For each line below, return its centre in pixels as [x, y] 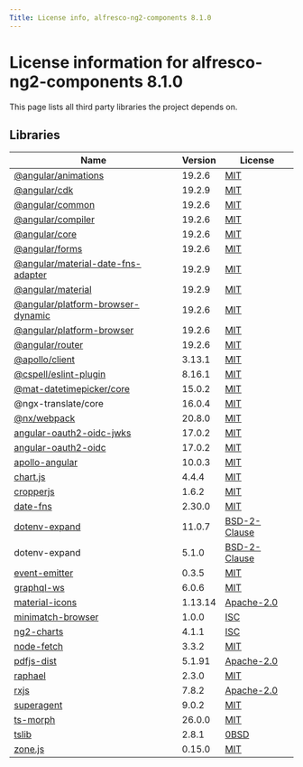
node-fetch [39, 647]
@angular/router [49, 345]
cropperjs [35, 491]
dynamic [32, 315]
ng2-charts [39, 631]
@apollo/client [44, 360]
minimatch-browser [56, 617]
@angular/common [55, 205]
